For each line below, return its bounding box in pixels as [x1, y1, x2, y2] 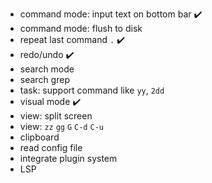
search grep [19, 74, 70, 85]
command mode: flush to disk [19, 23, 143, 34]
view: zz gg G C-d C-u [19, 121, 104, 132]
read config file [19, 142, 83, 153]
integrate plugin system [19, 153, 118, 164]
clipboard [19, 131, 60, 143]
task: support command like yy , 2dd [19, 84, 165, 96]
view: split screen [19, 110, 93, 122]
